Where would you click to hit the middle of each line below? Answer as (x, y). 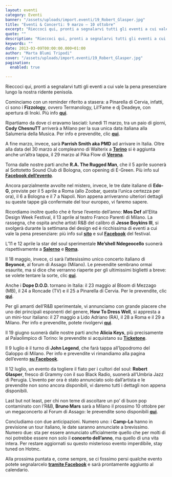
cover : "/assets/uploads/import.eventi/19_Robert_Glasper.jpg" (74, 58)
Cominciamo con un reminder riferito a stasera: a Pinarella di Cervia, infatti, (84, 102)
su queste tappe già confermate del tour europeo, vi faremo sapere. (77, 202)
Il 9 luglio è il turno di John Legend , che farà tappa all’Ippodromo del (78, 348)
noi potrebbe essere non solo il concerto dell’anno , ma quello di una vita (82, 438)
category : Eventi (24, 15)
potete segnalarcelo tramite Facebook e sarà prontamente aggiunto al (79, 464)
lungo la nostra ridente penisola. (39, 92)
